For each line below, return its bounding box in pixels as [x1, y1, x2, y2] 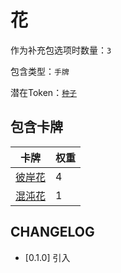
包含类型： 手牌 [10, 65, 70, 77]
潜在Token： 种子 [10, 86, 77, 98]
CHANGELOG [10, 224, 95, 241]
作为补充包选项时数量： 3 [10, 44, 112, 56]
